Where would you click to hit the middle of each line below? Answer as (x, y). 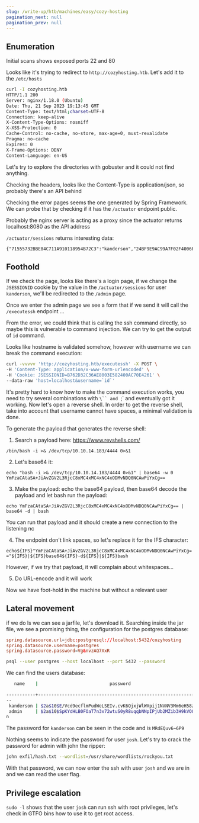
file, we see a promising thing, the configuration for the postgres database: (97, 629)
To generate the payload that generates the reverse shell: (76, 428)
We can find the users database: (46, 673)
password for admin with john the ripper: (56, 746)
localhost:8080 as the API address (48, 226)
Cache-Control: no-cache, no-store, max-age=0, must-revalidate (87, 134)
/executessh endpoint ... (35, 311)
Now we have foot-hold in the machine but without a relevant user (87, 590)
